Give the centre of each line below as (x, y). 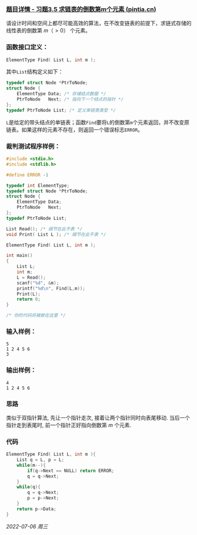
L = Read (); (31, 277)
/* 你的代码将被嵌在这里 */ (36, 316)
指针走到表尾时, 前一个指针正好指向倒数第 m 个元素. (69, 425)
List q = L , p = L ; (41, 460)
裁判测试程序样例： (33, 146)
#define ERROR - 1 (27, 175)
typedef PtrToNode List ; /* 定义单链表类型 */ (61, 110)
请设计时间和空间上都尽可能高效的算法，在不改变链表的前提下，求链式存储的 (99, 23)
